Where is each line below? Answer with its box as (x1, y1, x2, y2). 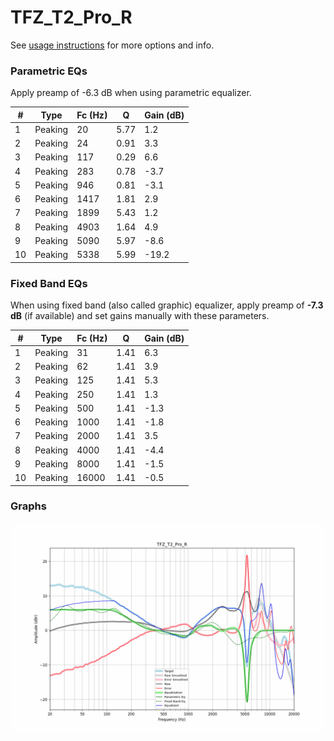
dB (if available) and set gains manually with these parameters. (10, 310, 270, 322)
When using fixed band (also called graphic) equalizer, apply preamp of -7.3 (10, 299, 324, 311)
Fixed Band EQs (10, 276, 88, 290)
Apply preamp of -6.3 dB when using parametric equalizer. (10, 87, 252, 99)
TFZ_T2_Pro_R (10, 6, 133, 29)
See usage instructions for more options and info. (10, 39, 215, 51)
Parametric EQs (10, 64, 88, 78)
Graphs (10, 499, 47, 513)
